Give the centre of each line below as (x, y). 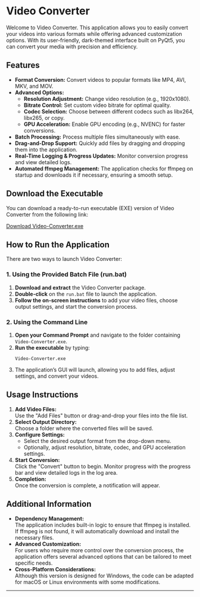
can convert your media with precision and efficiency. (72, 47)
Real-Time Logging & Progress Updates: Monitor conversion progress (101, 156)
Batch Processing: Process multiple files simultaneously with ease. (97, 137)
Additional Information (49, 504)
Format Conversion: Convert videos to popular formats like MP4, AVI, (100, 79)
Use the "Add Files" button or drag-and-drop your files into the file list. (101, 416)
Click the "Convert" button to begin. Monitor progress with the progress (103, 466)
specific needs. (34, 563)
